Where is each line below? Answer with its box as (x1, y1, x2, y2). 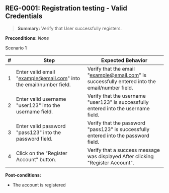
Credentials (5, 12, 43, 21)
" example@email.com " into (16, 75, 80, 82)
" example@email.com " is (87, 72, 147, 79)
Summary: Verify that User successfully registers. (17, 25, 122, 31)
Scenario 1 (5, 45, 27, 51)
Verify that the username (87, 92, 146, 99)
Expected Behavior (101, 56, 148, 63)
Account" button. (16, 156, 57, 163)
